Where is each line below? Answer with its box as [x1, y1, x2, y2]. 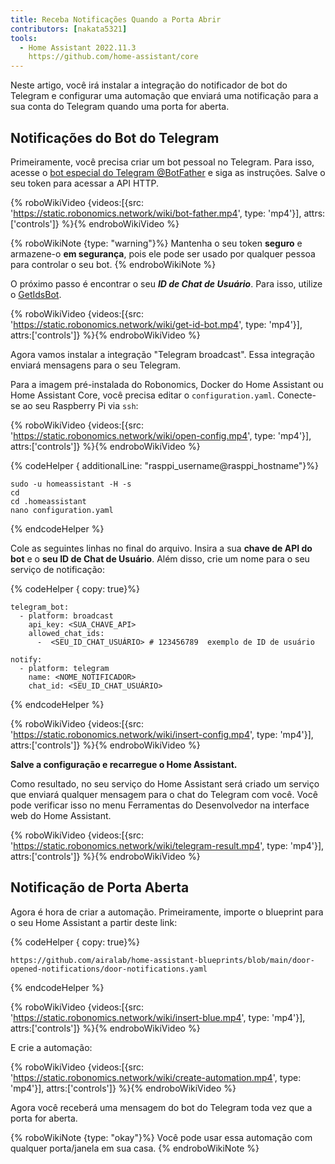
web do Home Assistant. [10, 809, 112, 821]
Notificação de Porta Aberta [10, 879, 190, 896]
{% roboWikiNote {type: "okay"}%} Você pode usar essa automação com [10, 1131, 313, 1143]
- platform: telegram [19, 663, 110, 673]
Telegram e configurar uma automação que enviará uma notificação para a [10, 90, 319, 102]
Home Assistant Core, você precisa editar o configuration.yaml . [10, 389, 275, 401]
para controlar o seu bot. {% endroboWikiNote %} [10, 258, 217, 270]
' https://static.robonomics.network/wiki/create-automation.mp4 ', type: [10, 1071, 302, 1083]
